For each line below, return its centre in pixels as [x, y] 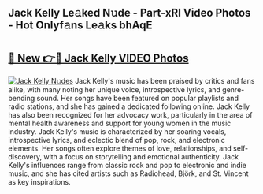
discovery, [25, 157]
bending [22, 98]
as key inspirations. [39, 182]
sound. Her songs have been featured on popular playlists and [137, 98]
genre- [233, 90]
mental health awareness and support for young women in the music [120, 123]
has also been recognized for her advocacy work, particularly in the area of [130, 115]
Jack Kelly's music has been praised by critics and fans [165, 81]
